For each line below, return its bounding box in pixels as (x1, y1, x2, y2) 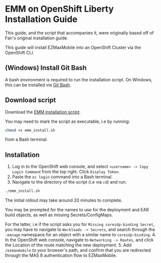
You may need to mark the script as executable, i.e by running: (5, 118, 130, 124)
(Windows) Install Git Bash (5, 64, 87, 72)
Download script (5, 96, 56, 104)
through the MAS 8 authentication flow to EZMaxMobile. (5, 252, 117, 259)
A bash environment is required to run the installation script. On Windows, (5, 76, 153, 82)
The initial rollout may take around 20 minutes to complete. (5, 197, 123, 203)
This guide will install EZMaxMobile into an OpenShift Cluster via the (5, 44, 141, 50)
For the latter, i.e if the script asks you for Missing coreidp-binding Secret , (5, 222, 155, 227)
